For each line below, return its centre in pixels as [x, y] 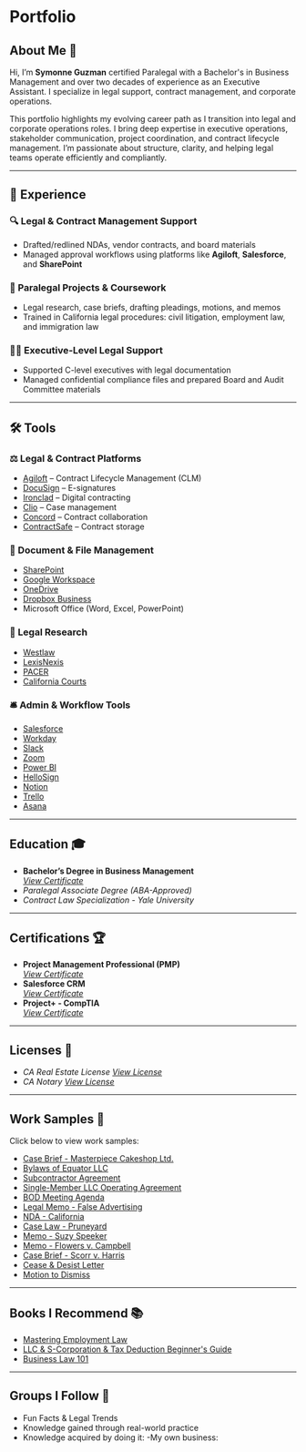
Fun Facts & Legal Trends [70, 1417]
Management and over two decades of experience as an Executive [135, 82]
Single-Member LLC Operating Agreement [102, 1188]
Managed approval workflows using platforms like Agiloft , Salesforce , [154, 254]
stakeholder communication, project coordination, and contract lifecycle [144, 138]
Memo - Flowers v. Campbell [77, 1246]
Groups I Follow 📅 [60, 1396]
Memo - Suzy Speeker [65, 1236]
